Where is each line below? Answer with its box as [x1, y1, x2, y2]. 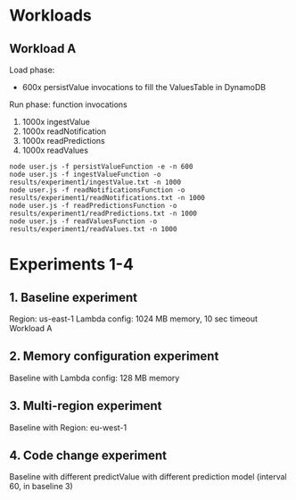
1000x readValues [21, 145, 89, 155]
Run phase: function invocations [9, 99, 127, 110]
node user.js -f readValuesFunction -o [9, 217, 158, 226]
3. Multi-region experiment [9, 398, 162, 413]
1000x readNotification [21, 126, 107, 137]
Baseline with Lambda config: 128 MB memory [9, 372, 180, 383]
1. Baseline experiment [9, 289, 138, 304]
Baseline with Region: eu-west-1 [9, 421, 127, 433]
